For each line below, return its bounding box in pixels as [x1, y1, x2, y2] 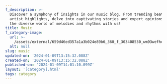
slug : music [5, 48, 30, 53]
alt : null [9, 44, 30, 49]
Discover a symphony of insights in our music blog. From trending [9, 12, 153, 17]
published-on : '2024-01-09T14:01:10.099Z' [5, 62, 94, 67]
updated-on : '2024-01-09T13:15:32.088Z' [5, 53, 90, 58]
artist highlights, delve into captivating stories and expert [9, 16, 143, 21]
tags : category [5, 72, 37, 77]
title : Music [5, 26, 32, 31]
